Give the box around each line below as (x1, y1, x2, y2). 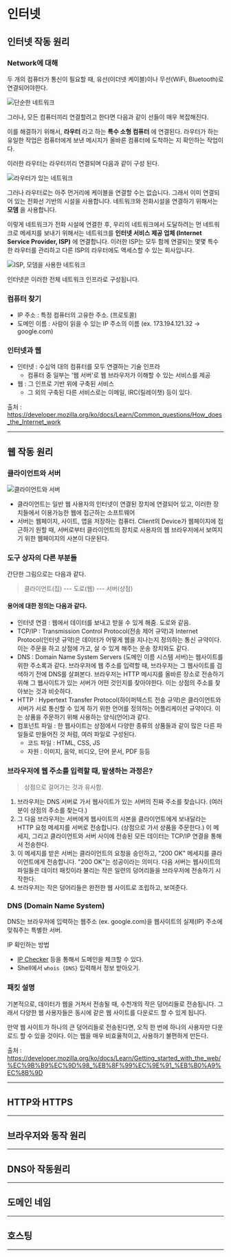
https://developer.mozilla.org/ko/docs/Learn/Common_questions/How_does (7, 410, 222, 419)
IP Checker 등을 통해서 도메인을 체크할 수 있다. (16, 955, 144, 964)
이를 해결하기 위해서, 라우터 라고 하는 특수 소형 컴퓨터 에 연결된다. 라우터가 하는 (7, 127, 219, 135)
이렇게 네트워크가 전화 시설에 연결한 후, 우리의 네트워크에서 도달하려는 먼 (7, 220, 201, 228)
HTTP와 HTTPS (7, 1096, 74, 1108)
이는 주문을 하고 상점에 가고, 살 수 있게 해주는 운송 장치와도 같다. (16, 644, 189, 652)
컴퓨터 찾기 (7, 293, 42, 303)
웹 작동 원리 (7, 446, 54, 458)
